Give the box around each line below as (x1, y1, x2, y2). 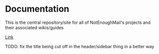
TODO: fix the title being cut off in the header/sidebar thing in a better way (5, 43, 155, 49)
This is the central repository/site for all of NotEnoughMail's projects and (5, 19, 151, 25)
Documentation (5, 3, 70, 15)
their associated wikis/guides (5, 24, 64, 30)
